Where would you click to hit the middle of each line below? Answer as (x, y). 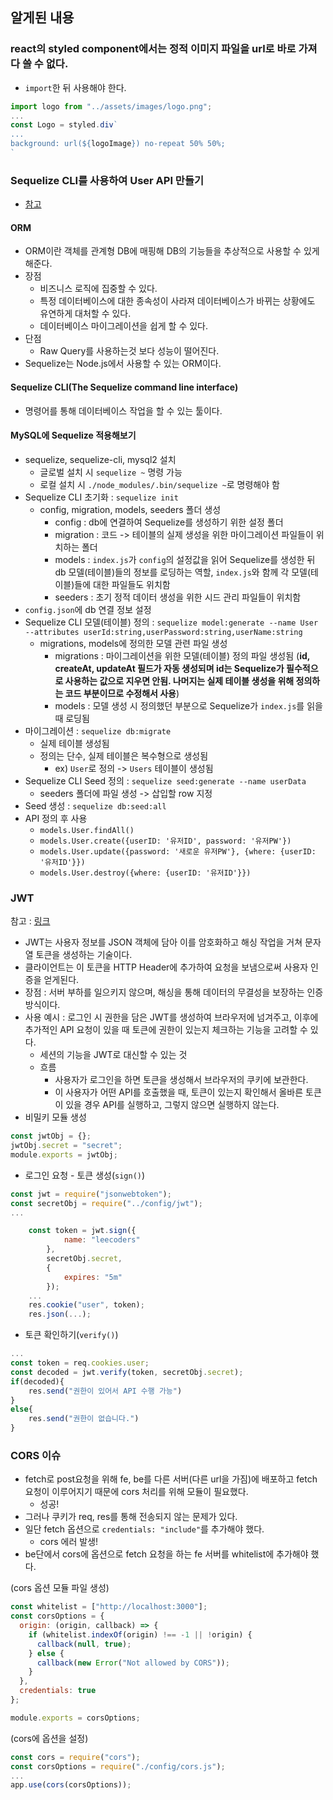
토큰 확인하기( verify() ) (71, 1335)
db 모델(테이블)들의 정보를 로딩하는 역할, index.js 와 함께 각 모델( (183, 572)
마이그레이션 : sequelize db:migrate (98, 730)
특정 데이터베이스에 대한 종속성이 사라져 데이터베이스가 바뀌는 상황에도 (177, 301)
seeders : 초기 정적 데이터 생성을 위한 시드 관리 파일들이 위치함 (178, 597)
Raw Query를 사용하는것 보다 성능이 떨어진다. (129, 351)
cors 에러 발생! (69, 1542)
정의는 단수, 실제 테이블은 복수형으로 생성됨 (124, 755)
